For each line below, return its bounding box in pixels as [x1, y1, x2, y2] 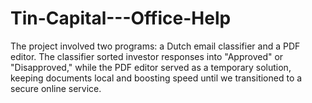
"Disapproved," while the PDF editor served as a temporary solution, [10, 61, 292, 73]
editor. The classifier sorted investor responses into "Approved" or [10, 50, 284, 62]
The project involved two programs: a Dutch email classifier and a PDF [10, 40, 301, 52]
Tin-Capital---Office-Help [10, 7, 232, 30]
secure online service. [10, 82, 102, 94]
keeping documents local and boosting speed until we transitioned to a [10, 72, 303, 84]
